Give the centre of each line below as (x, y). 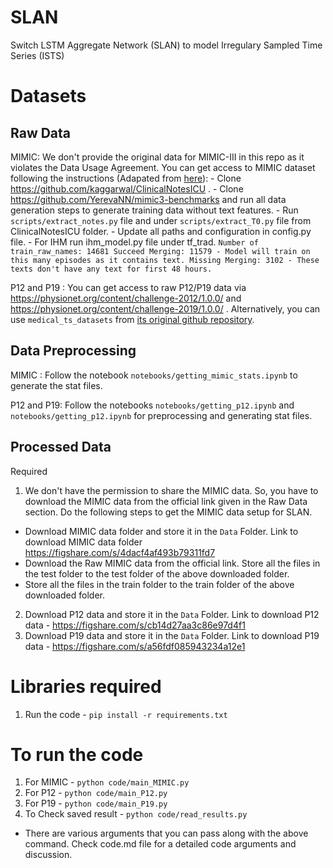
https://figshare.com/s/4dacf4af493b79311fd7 (120, 552)
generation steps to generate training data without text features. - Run (154, 210)
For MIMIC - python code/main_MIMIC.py (107, 782)
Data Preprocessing (73, 351)
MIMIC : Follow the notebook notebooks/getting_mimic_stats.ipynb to (154, 375)
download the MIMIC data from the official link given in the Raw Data (166, 501)
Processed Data (61, 447)
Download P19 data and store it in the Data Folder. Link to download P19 (172, 635)
